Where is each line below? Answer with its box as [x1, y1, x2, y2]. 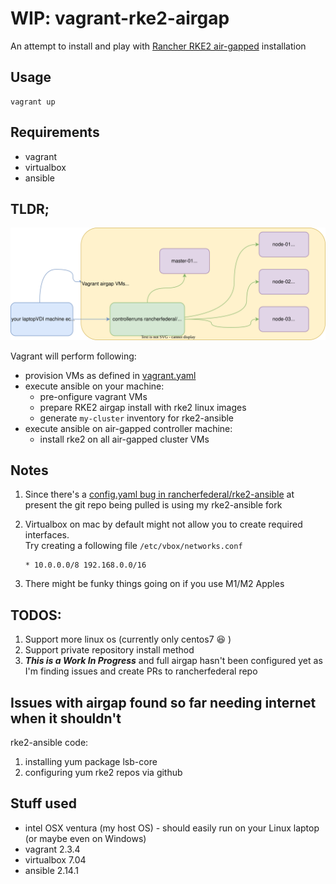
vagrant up [10, 97, 56, 107]
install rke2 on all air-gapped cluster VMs [39, 433, 210, 445]
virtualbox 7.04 [24, 853, 87, 866]
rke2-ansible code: [10, 736, 89, 748]
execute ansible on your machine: [24, 380, 165, 392]
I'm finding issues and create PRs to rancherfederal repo [24, 665, 258, 677]
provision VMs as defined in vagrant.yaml [24, 369, 197, 381]
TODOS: [10, 607, 62, 624]
